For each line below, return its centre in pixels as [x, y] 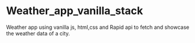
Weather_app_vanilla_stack [75, 11]
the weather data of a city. [38, 33]
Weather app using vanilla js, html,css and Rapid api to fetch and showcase [98, 27]
